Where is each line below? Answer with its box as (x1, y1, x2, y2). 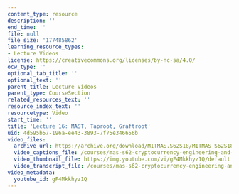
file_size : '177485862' (7, 37, 78, 44)
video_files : (7, 136, 46, 143)
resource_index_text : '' (7, 103, 81, 110)
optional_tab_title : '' (7, 70, 78, 77)
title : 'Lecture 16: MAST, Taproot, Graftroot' (7, 122, 152, 130)
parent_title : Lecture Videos (7, 83, 97, 90)
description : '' (7, 17, 55, 24)
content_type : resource (7, 10, 78, 18)
